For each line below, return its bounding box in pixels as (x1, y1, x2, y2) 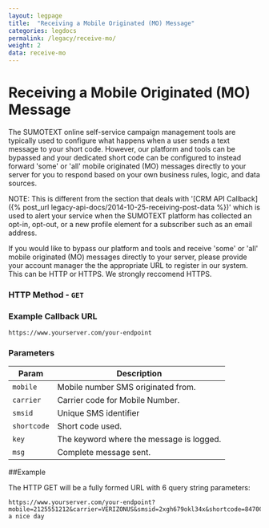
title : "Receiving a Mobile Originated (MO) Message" (8, 19, 195, 27)
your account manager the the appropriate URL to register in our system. (8, 260, 248, 270)
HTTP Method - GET (8, 289, 84, 300)
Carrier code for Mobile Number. (57, 395, 180, 406)
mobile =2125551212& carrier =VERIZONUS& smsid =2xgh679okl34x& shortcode (8, 506, 242, 514)
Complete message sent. (57, 447, 151, 458)
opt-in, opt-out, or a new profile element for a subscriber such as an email (8, 219, 253, 229)
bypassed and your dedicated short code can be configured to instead (8, 152, 242, 162)
